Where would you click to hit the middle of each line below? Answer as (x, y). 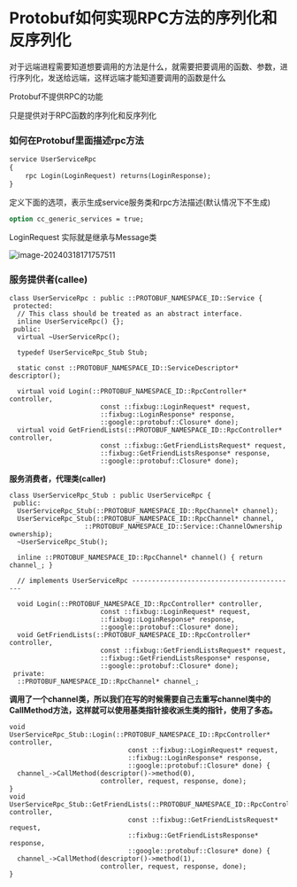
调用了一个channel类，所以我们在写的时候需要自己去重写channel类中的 (140, 699)
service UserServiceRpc (53, 160)
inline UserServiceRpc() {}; (71, 321)
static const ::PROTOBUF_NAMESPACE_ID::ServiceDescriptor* (128, 368)
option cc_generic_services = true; (76, 219)
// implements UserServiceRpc (72, 580)
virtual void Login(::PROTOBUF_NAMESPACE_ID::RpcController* (132, 391)
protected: (33, 306)
